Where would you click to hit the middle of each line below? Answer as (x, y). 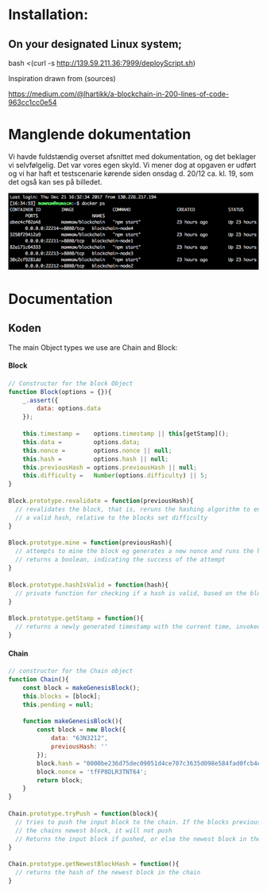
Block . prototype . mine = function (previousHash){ (90, 543)
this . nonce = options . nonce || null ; (97, 450)
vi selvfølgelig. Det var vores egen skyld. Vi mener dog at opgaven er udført (132, 165)
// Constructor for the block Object (71, 384)
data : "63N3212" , (79, 738)
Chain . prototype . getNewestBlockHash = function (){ (94, 864)
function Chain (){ (39, 680)
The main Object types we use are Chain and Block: (93, 347)
